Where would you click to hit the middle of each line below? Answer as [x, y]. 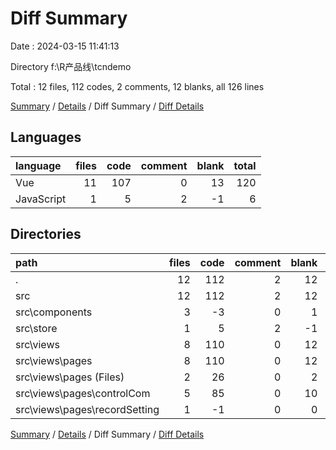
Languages [46, 137]
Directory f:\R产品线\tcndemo [71, 66]
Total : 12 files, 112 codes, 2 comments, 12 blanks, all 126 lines [137, 86]
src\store [36, 328]
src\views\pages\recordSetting [87, 409]
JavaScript [41, 199]
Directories [46, 234]
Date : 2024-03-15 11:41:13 [65, 46]
